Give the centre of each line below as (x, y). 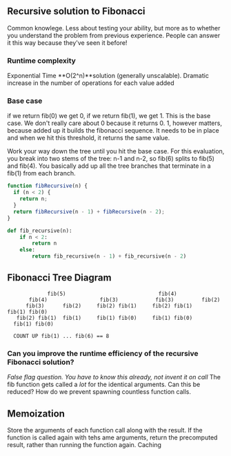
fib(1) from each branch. (41, 173)
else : (28, 250)
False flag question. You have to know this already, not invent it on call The (114, 377)
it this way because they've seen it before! (67, 42)
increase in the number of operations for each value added (91, 83)
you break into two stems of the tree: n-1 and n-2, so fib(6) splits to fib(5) (111, 159)
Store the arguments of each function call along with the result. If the (105, 430)
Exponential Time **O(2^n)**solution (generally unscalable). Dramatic (108, 76)
